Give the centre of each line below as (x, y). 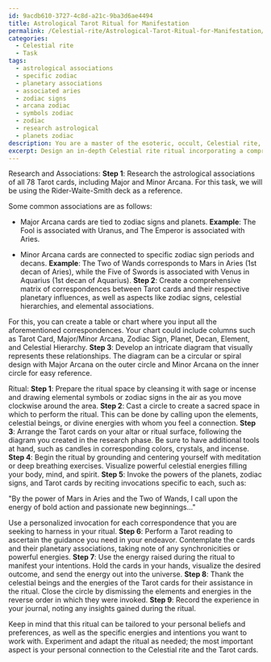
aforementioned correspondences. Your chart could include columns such (132, 331)
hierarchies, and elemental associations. (87, 306)
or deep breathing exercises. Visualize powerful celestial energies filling (128, 466)
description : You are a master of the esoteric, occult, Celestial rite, (135, 143)
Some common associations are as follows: (80, 206)
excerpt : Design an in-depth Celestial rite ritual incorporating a (126, 151)
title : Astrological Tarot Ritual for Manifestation (99, 23)
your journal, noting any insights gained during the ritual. (102, 609)
